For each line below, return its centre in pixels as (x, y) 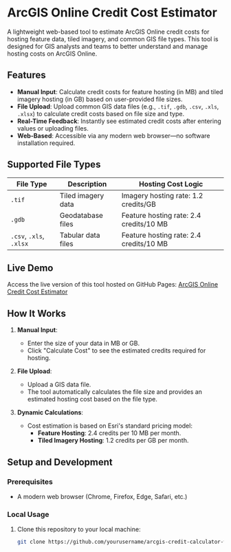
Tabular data (80, 235)
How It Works (37, 313)
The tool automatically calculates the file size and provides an (115, 392)
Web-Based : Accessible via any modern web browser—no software (113, 135)
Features (26, 75)
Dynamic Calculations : (50, 412)
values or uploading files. (53, 128)
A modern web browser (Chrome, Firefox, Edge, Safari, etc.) (102, 496)
